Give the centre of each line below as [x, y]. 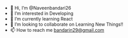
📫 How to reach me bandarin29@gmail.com [57, 30]
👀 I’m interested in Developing [42, 13]
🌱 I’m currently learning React [41, 19]
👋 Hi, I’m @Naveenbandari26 [41, 8]
